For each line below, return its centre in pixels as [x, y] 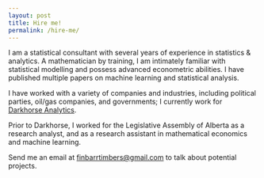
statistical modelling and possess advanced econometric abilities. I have [126, 70]
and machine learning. [45, 142]
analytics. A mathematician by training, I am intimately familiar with [117, 61]
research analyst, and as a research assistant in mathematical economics [128, 134]
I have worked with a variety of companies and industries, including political [132, 93]
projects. [23, 166]
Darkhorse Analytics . [42, 110]
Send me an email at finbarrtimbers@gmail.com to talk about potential [122, 157]
